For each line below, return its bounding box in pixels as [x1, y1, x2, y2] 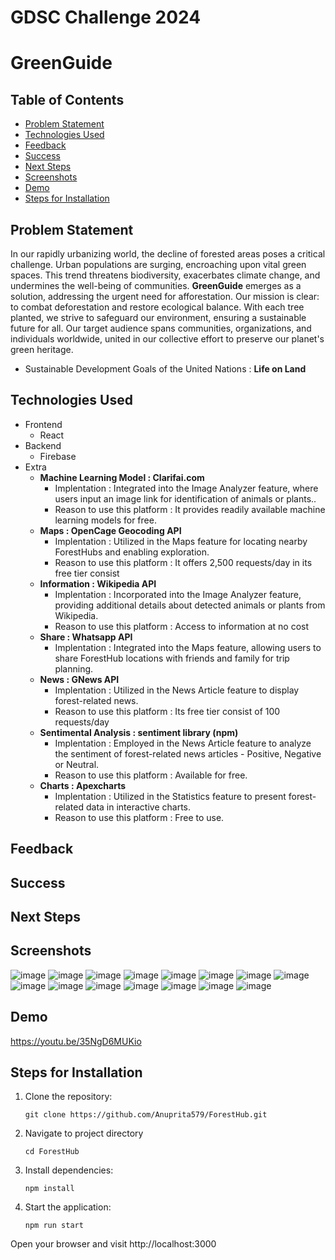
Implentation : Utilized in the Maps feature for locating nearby [54, 535, 308, 547]
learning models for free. [54, 514, 157, 526]
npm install [24, 1184, 75, 1194]
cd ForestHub [24, 1147, 80, 1157]
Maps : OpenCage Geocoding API [39, 524, 182, 536]
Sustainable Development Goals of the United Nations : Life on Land [24, 363, 307, 375]
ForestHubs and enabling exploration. [54, 546, 210, 558]
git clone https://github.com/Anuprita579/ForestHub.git [24, 1110, 268, 1120]
